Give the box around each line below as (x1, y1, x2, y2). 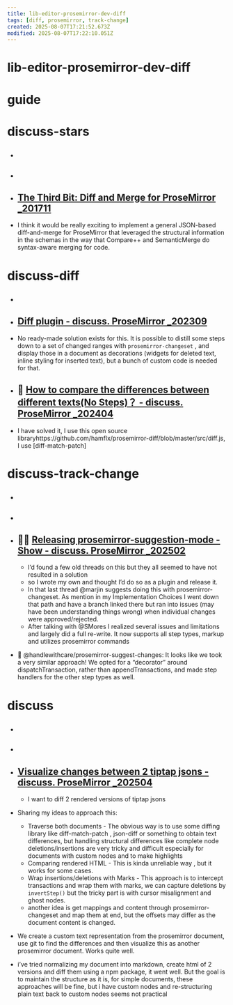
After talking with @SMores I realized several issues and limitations (27, 622, 220, 631)
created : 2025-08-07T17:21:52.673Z (7, 23, 111, 30)
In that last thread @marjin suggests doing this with (27, 585, 175, 594)
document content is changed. (27, 919, 116, 927)
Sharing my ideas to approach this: (17, 808, 118, 817)
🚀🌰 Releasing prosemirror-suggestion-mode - (17, 534, 220, 545)
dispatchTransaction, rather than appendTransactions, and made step (17, 665, 218, 674)
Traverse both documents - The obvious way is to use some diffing (27, 822, 220, 831)
